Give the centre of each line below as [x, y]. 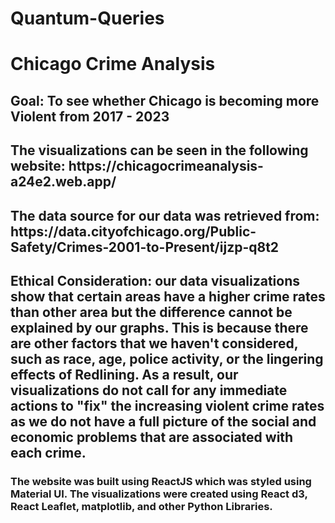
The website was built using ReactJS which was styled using [161, 481]
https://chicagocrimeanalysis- [166, 166]
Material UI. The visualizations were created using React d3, [159, 494]
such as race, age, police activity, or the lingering [167, 358]
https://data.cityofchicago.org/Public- [133, 231]
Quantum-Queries [87, 18]
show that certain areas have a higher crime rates [168, 296]
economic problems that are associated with [152, 437]
